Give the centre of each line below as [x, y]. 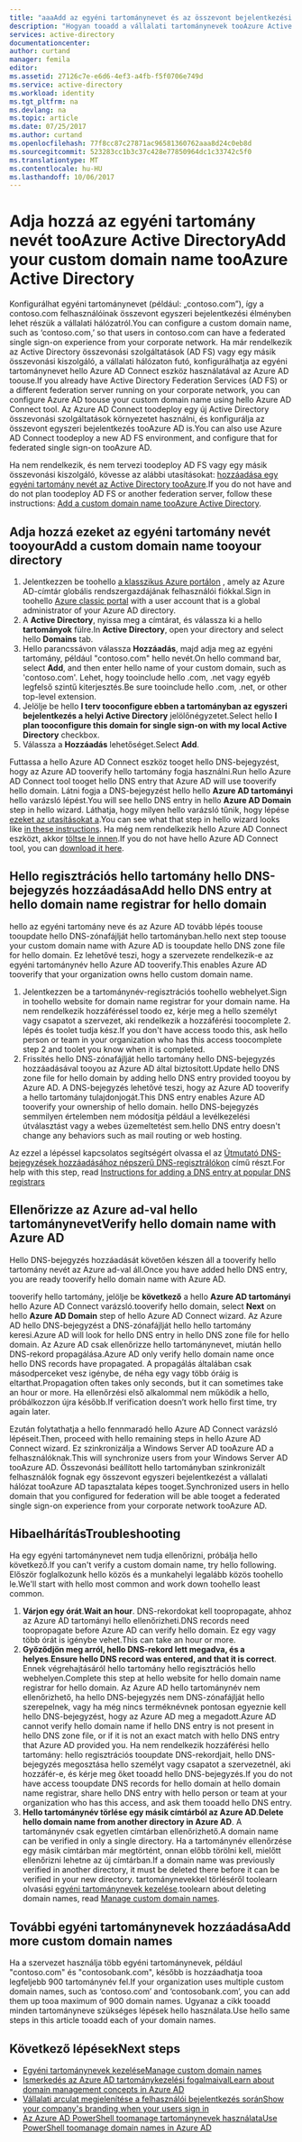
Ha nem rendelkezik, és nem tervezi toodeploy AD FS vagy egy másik [138, 465]
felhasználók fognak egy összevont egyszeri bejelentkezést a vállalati [138, 1477]
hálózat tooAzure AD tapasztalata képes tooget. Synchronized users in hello [150, 1486]
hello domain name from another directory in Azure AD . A [132, 1822]
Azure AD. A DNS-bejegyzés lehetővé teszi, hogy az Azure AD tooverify [156, 1087]
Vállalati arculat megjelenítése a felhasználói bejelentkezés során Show [153, 2099]
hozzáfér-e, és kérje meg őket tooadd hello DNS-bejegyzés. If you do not [157, 1774]
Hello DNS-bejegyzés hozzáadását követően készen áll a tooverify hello [143, 1259]
